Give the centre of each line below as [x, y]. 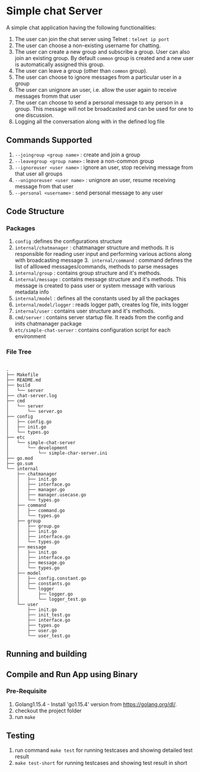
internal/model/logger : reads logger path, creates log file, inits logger [101, 305]
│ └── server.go [34, 411]
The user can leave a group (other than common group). [81, 70]
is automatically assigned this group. [60, 64]
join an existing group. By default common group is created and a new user [104, 58]
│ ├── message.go [41, 563]
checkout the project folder [48, 711]
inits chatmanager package [48, 324]
